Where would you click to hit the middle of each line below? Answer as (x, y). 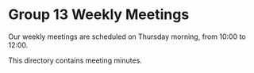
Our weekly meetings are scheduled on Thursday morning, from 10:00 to (127, 36)
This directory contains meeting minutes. (75, 60)
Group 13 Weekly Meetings (99, 15)
